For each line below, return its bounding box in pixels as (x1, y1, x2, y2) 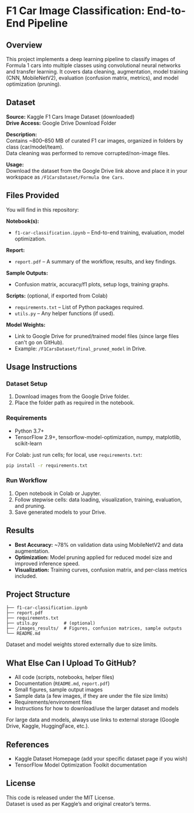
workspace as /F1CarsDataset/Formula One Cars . (6, 173, 124, 180)
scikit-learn (14, 440, 42, 447)
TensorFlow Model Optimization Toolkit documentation (14, 761, 147, 768)
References (6, 740, 49, 750)
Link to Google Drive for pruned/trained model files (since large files (14, 332, 179, 339)
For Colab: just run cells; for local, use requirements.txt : (6, 451, 142, 458)
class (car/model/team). (6, 143, 64, 150)
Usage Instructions (6, 362, 77, 372)
